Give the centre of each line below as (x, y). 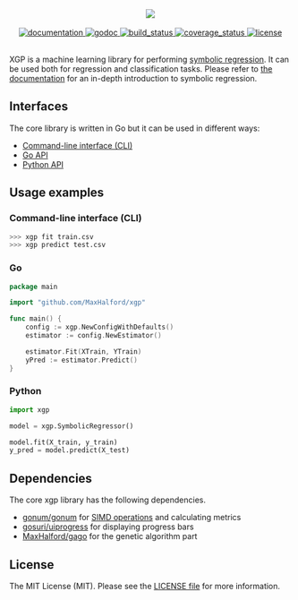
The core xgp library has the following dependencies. (108, 500)
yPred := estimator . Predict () (82, 360)
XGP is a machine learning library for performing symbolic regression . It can (149, 59)
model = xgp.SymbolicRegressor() (72, 426)
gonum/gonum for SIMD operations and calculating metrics (132, 518)
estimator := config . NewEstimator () (94, 336)
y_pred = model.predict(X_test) (69, 450)
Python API (43, 164)
